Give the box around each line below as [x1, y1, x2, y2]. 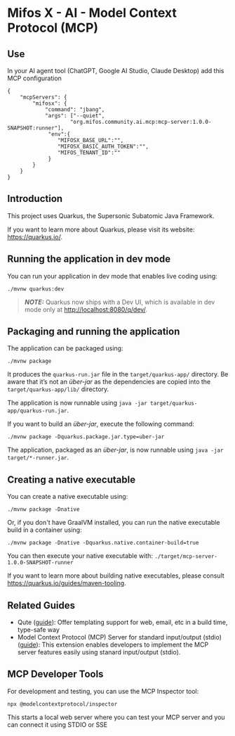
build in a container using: [7, 526, 82, 534]
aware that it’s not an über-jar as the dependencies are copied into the [7, 378, 211, 386]
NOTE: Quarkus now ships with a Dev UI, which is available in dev [24, 298, 215, 306]
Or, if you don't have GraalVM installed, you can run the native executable [7, 519, 220, 527]
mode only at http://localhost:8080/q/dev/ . [24, 305, 148, 314]
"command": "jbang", [44, 106, 105, 113]
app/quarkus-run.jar [7, 407, 68, 414]
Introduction [7, 193, 63, 205]
